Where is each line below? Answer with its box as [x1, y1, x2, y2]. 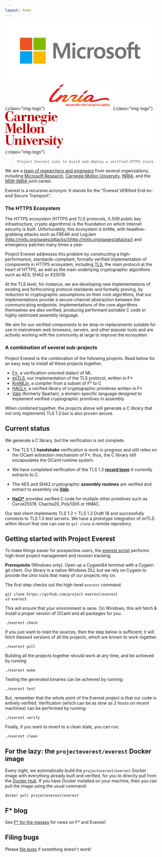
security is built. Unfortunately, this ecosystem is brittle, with [5, 226, 126, 232]
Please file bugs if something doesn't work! [5, 846, 91, 852]
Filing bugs [5, 833, 40, 841]
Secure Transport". [14, 193, 52, 199]
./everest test [5, 686, 36, 692]
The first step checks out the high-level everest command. [5, 582, 122, 588]
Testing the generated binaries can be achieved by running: [5, 677, 124, 682]
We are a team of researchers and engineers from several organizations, [5, 168, 149, 174]
